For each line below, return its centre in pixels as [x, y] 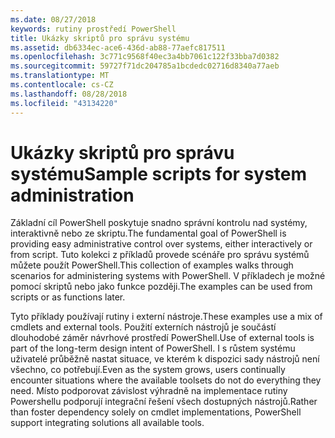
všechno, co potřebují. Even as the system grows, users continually [148, 370]
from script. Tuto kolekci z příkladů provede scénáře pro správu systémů [160, 255]
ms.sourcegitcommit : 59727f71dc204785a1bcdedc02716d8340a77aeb [145, 66]
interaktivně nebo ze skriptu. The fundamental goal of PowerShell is [148, 233]
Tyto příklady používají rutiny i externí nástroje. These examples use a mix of [166, 317]
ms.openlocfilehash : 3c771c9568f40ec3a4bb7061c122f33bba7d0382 [145, 57]
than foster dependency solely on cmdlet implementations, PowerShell [156, 412]
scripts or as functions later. [68, 297]
